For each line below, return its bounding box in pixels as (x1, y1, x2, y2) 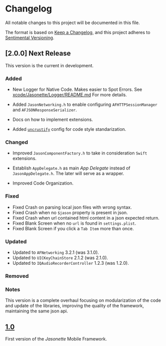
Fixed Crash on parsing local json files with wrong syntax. (12, 204, 132, 210)
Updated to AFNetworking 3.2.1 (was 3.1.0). (12, 249, 99, 255)
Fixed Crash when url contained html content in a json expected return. (12, 215, 159, 221)
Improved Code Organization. (12, 180, 74, 186)
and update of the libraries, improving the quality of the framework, (5, 303, 144, 309)
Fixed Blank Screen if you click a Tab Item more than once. (12, 225, 134, 231)
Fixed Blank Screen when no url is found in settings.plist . (12, 220, 136, 226)
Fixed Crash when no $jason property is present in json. (12, 209, 128, 216)
